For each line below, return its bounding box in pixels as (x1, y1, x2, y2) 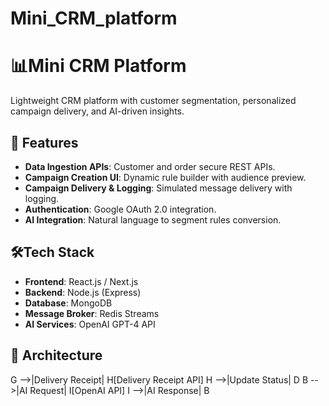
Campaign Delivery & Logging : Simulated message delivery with (24, 182, 293, 194)
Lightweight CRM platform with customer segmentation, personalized (10, 95, 297, 107)
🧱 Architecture (10, 347, 103, 364)
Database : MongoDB (24, 297, 113, 309)
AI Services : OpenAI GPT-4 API (24, 318, 156, 330)
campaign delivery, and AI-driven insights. (10, 105, 185, 117)
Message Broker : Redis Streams (24, 307, 160, 319)
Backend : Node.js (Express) (24, 286, 142, 298)
